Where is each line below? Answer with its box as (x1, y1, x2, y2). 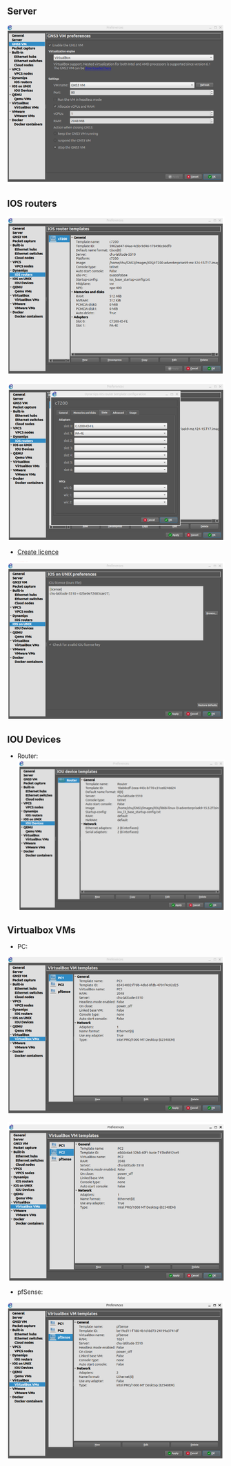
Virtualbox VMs (7, 924, 76, 936)
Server (7, 6, 37, 17)
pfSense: (17, 1288, 43, 1296)
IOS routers (7, 198, 57, 210)
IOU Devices (7, 733, 61, 745)
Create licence (17, 548, 59, 556)
